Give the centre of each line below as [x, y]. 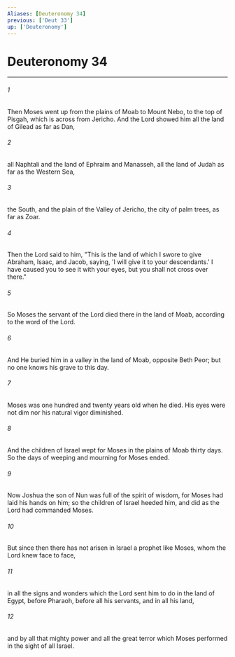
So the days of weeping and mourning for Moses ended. [88, 457]
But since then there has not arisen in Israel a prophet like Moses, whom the [116, 548]
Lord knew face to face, [41, 555]
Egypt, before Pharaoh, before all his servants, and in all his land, [101, 600]
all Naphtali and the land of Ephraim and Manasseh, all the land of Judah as [116, 164]
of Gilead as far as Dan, [41, 126]
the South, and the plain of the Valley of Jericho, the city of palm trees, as [113, 209]
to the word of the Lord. [41, 322]
